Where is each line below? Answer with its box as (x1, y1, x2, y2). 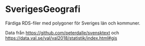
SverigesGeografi (5, 3, 81, 15)
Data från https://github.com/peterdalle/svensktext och (5, 29, 119, 35)
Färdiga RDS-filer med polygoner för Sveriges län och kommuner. (5, 20, 140, 26)
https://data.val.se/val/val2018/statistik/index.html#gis (5, 35, 117, 41)
